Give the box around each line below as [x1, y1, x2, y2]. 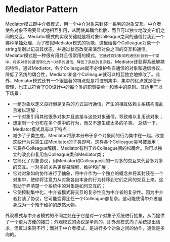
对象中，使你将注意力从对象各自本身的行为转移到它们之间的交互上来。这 [12, 176, 163, 183]
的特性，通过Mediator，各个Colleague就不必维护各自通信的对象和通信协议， [5, 65, 165, 71]
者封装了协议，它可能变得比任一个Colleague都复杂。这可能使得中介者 [12, 195, 158, 201]
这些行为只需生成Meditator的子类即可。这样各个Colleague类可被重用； [12, 139, 160, 145]
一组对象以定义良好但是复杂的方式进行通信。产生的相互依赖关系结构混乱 [12, 101, 163, 107]
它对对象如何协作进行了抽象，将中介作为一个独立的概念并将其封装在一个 [12, 170, 163, 176]
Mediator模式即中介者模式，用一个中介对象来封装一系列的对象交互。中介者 [5, 21, 161, 27]
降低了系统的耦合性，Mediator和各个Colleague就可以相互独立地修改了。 [5, 71, 156, 77]
